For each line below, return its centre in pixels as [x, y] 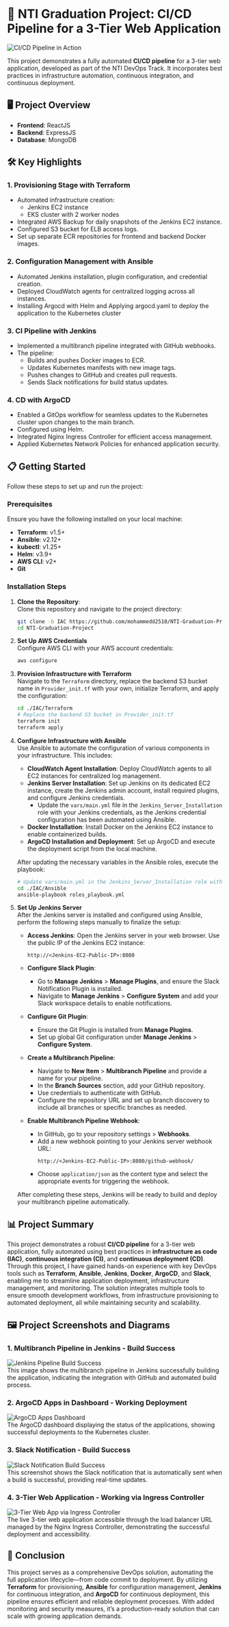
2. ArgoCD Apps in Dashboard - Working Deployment [97, 1403]
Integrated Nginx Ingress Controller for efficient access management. [115, 437]
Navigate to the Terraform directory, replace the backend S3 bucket [112, 681]
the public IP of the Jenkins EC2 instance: [86, 943]
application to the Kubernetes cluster [69, 313]
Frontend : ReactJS [43, 125]
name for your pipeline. [70, 1078]
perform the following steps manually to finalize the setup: [99, 922]
